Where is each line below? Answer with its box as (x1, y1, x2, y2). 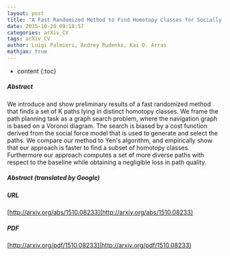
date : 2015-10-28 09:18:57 (7, 23, 84, 29)
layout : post (7, 10, 44, 17)
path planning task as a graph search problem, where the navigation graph (7, 114, 218, 123)
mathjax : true (7, 49, 48, 55)
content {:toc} (16, 66, 57, 75)
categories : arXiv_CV (7, 29, 69, 36)
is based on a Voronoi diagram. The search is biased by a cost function (7, 121, 207, 130)
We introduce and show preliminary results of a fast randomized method (7, 100, 212, 108)
